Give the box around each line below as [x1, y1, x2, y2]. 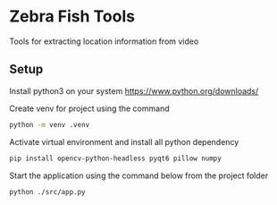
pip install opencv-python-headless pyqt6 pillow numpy [9, 154, 222, 163]
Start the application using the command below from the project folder [9, 170, 269, 181]
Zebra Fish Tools [9, 6, 136, 27]
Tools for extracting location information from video [9, 36, 199, 47]
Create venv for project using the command [9, 103, 170, 114]
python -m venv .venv [9, 120, 90, 129]
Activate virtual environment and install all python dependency [9, 136, 239, 147]
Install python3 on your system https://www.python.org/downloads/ [9, 85, 259, 96]
